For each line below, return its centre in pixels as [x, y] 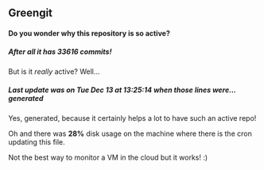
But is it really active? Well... [54, 71]
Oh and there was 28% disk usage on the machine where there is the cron [130, 133]
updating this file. [37, 141]
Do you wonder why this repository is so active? [89, 33]
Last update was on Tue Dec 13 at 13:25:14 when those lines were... [122, 90]
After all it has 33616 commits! [60, 52]
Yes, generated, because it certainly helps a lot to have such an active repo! [132, 118]
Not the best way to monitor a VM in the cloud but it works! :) [108, 157]
